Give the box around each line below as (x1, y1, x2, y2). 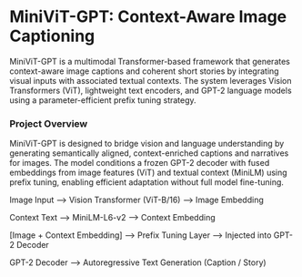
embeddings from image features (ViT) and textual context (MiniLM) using (9, 167, 288, 179)
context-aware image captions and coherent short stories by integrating (9, 66, 279, 77)
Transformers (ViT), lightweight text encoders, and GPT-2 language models (9, 85, 293, 96)
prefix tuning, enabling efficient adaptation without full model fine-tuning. (9, 177, 285, 188)
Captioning (9, 26, 96, 46)
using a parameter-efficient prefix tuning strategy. (9, 94, 197, 106)
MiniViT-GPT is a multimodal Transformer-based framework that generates (9, 56, 291, 67)
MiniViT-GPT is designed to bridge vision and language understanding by (9, 138, 285, 149)
